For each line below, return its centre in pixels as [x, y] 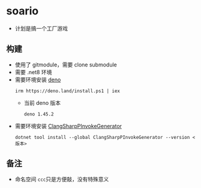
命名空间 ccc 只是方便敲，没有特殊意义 [62, 179]
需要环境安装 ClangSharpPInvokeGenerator [68, 126]
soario [22, 11]
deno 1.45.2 [39, 114]
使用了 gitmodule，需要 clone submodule [66, 65]
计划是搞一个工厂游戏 [41, 28]
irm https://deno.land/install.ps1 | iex [67, 91]
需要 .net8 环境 [33, 72]
